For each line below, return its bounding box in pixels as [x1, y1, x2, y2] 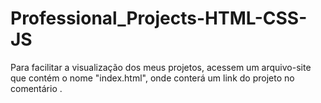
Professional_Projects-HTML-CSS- [10, 7, 308, 30]
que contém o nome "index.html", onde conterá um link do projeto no [10, 72, 295, 84]
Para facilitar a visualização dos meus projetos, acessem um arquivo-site [10, 61, 312, 73]
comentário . [10, 82, 63, 94]
